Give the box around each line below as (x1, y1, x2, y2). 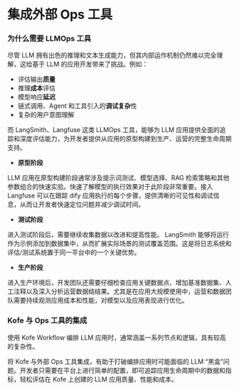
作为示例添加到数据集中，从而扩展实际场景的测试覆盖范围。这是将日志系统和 (7, 239, 232, 248)
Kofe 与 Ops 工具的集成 (7, 315, 87, 325)
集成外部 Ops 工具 (7, 6, 113, 23)
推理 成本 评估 (17, 84, 55, 92)
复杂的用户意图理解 (17, 111, 75, 119)
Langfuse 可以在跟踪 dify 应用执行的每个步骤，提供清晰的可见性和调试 (7, 191, 213, 200)
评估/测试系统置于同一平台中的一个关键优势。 (7, 248, 141, 256)
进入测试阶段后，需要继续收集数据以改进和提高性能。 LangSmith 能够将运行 (7, 230, 230, 239)
